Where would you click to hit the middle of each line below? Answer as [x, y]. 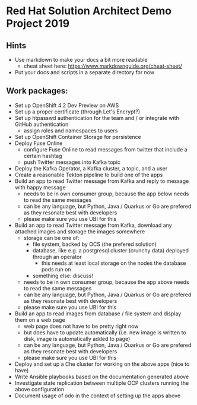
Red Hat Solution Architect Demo [89, 11]
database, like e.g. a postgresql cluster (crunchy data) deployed [110, 250]
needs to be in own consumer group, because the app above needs [106, 282]
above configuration [39, 389]
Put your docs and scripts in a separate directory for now [85, 72]
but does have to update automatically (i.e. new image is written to [105, 332]
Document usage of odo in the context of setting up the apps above [98, 395]
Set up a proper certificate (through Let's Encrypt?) [77, 112]
